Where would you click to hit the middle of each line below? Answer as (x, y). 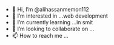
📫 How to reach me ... (40, 36)
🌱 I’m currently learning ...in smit (52, 22)
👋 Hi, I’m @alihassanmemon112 (50, 9)
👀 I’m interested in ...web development (60, 16)
